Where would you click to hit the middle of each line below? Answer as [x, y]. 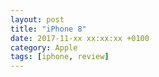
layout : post [37, 19]
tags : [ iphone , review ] [60, 57]
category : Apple [44, 47]
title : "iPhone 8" [48, 29]
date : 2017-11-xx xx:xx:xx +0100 [80, 38]
